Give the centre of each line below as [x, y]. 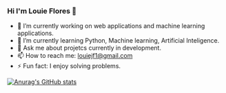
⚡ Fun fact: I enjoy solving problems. [69, 66]
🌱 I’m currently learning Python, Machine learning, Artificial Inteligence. [118, 41]
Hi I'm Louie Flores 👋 [42, 11]
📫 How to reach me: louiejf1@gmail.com [75, 56]
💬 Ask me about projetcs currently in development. [89, 48]
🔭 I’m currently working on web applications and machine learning [111, 26]
